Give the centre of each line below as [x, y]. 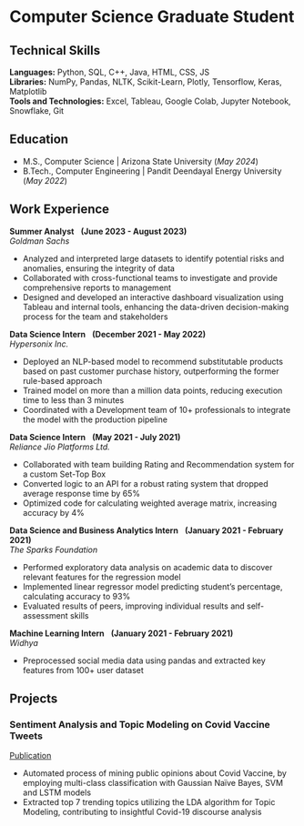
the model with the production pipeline [95, 419]
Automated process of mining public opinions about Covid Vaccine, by [154, 773]
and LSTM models [57, 792]
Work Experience [60, 210]
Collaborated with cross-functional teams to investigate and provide [150, 277]
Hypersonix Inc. [39, 344]
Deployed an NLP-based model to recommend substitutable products [153, 361]
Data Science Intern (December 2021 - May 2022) [108, 334]
